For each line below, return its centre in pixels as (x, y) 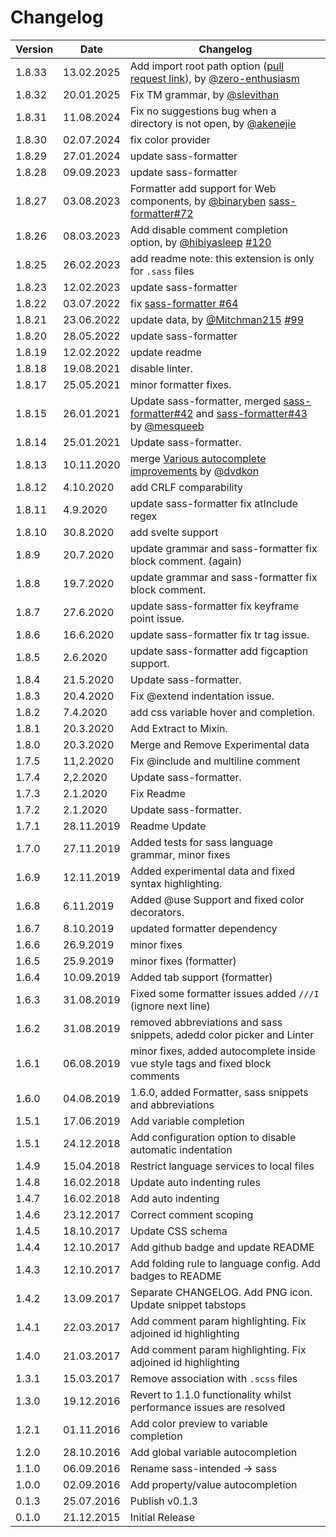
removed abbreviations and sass (206, 1022)
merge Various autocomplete (198, 458)
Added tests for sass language (201, 842)
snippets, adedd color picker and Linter (222, 1034)
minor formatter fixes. (180, 384)
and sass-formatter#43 (251, 413)
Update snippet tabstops (188, 1304)
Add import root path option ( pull (207, 66)
